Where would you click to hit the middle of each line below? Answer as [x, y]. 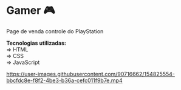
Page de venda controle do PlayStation [55, 31]
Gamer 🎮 [31, 11]
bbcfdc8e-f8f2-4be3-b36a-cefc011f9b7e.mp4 [64, 80]
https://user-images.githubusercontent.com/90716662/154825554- [90, 74]
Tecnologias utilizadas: [36, 43]
